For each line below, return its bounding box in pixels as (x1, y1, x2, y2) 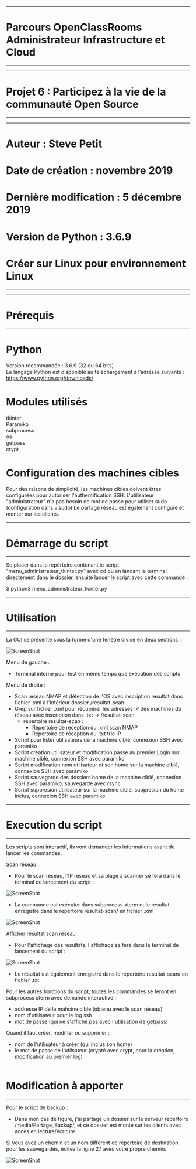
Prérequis (6, 309, 54, 322)
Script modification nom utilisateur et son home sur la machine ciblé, (14, 761, 180, 768)
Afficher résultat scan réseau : (6, 930, 79, 938)
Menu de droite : (6, 681, 45, 689)
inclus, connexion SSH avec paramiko (14, 792, 106, 800)
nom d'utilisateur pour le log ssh (14, 1012, 92, 1019)
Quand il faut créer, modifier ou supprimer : (6, 1030, 110, 1037)
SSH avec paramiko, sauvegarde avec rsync (14, 780, 121, 787)
